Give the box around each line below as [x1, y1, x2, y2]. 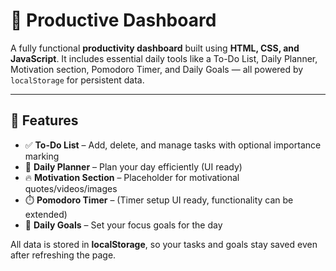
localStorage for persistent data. [10, 74, 145, 86]
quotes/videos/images [24, 182, 118, 194]
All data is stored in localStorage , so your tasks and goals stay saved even [10, 238, 318, 250]
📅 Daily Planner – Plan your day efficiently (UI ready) [24, 160, 243, 173]
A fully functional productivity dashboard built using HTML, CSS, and [10, 42, 300, 54]
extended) [24, 208, 68, 220]
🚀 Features [10, 112, 79, 129]
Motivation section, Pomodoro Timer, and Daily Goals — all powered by [10, 63, 304, 75]
